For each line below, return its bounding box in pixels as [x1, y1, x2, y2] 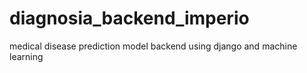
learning [9, 50, 44, 62]
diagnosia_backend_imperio [9, 7, 250, 30]
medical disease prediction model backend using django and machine [9, 40, 298, 52]
